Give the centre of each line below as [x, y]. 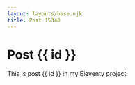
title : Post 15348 [34, 20]
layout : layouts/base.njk [45, 14]
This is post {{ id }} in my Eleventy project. [68, 74]
